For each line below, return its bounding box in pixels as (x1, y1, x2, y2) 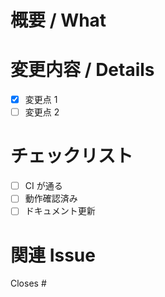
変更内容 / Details (10, 59, 155, 81)
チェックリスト (10, 145, 134, 168)
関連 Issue (10, 244, 96, 266)
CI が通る (24, 180, 63, 192)
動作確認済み (24, 192, 78, 205)
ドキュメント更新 (24, 205, 96, 217)
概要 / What (10, 9, 107, 32)
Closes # (10, 277, 47, 290)
